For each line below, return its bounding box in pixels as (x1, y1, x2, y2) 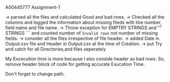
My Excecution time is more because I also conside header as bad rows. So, (5, 56, 165, 62)
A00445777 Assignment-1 (5, 5, 60, 10)
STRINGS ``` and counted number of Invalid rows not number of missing (5, 30, 158, 36)
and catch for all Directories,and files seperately (5, 46, 106, 52)
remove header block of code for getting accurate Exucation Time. (5, 61, 145, 67)
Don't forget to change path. (5, 71, 65, 77)
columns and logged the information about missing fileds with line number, (5, 20, 162, 25)
